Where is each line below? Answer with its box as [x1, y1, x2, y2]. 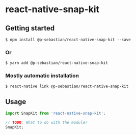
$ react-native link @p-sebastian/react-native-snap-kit [5, 84, 129, 89]
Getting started [5, 24, 55, 32]
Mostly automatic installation [5, 72, 79, 79]
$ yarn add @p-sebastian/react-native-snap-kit [5, 60, 108, 65]
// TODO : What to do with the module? [5, 120, 88, 125]
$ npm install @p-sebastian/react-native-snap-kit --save [5, 37, 131, 42]
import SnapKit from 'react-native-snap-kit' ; [5, 111, 106, 116]
